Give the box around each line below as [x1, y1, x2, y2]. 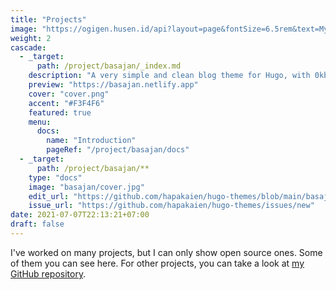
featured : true [28, 107, 92, 118]
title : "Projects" [10, 14, 87, 25]
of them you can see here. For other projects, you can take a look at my [10, 257, 305, 269]
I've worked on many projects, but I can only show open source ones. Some [10, 246, 323, 258]
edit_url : [28, 191, 70, 201]
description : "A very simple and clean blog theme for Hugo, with [28, 71, 311, 81]
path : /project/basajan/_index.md [36, 61, 182, 71]
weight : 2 [10, 33, 52, 43]
